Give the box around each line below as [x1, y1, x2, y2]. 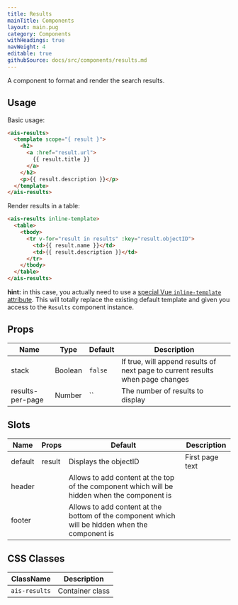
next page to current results [121, 365, 214, 375]
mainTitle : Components [7, 17, 74, 24]
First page [185, 452, 219, 462]
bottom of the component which [68, 510, 176, 520]
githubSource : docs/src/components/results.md [7, 57, 147, 64]
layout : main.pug [7, 23, 59, 31]
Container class [57, 586, 110, 596]
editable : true [7, 50, 52, 58]
